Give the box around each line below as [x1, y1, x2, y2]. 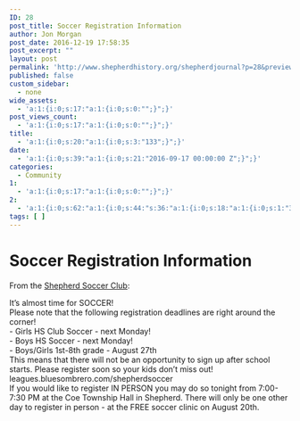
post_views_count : [9, 112, 78, 121]
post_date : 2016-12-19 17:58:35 [9, 37, 129, 47]
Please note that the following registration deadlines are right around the [9, 307, 276, 318]
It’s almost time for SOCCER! [9, 297, 114, 308]
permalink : [9, 63, 50, 72]
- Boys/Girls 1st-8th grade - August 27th [9, 344, 158, 355]
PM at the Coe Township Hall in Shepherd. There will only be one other [27, 392, 288, 402]
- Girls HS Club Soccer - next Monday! [9, 326, 152, 336]
